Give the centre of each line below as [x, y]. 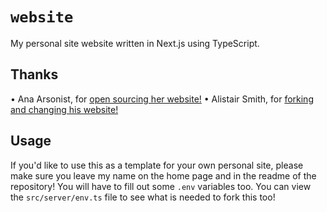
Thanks [34, 74]
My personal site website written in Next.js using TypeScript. [135, 43]
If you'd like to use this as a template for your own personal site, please [157, 165]
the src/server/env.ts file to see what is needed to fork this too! [143, 197]
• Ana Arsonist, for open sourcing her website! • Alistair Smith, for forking [162, 99]
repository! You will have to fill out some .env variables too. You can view [161, 186]
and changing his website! [64, 109]
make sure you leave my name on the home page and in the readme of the [163, 175]
